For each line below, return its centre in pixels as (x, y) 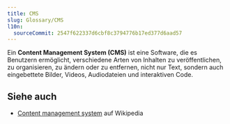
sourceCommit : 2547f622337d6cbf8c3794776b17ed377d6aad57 (98, 33)
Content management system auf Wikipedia (80, 113)
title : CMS (23, 14)
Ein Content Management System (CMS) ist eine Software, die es (102, 53)
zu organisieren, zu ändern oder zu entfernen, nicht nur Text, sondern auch (115, 67)
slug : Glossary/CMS (36, 20)
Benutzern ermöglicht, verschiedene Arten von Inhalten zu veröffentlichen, (114, 60)
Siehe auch (32, 97)
